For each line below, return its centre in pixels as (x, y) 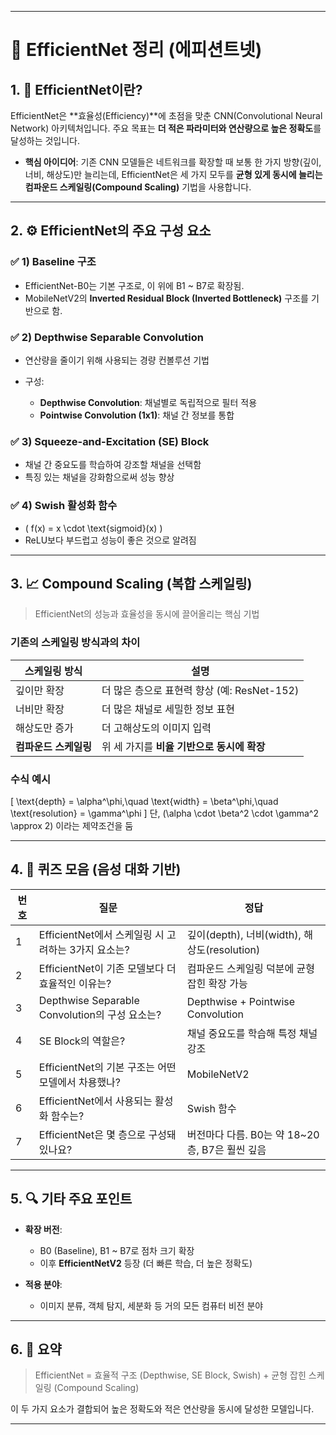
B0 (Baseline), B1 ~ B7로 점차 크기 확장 (117, 1250)
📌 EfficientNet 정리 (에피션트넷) (136, 50)
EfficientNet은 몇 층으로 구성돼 (107, 1134)
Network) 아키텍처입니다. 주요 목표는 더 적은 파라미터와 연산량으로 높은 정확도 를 (166, 128)
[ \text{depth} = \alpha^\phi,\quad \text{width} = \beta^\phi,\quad (144, 801)
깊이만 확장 (40, 690)
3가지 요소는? (99, 949)
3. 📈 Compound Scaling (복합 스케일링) (131, 583)
